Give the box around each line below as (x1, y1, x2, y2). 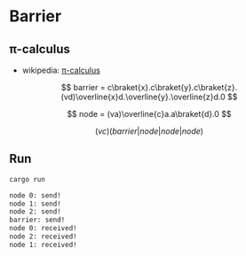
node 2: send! (9, 207, 62, 216)
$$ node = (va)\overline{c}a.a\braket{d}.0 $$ (66, 109, 233, 119)
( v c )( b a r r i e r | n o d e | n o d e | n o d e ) (94, 126, 204, 136)
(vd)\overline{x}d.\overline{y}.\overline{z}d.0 (60, 91, 226, 102)
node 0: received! (9, 224, 77, 233)
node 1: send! (9, 199, 62, 208)
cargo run (9, 175, 46, 183)
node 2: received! (9, 232, 77, 241)
